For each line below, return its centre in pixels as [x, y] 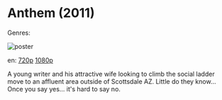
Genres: [19, 33]
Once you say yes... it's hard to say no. [64, 89]
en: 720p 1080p [30, 60]
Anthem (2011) [51, 13]
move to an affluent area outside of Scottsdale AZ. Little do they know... [112, 81]
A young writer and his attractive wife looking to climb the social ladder [111, 74]
